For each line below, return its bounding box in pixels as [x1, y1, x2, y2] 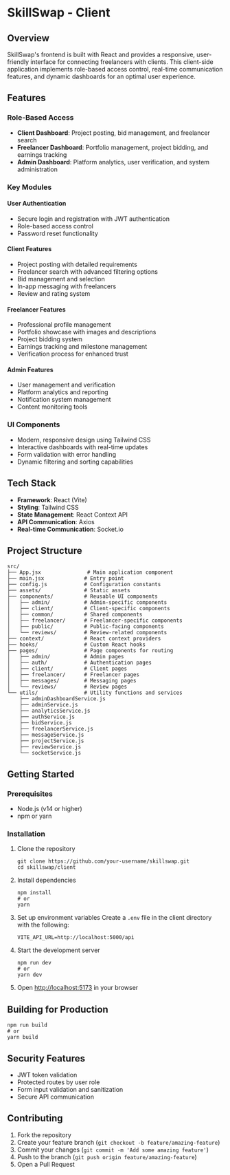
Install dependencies [16, 876, 77, 885]
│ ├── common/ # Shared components [7, 611, 143, 618]
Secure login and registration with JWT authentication [16, 215, 170, 223]
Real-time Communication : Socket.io [16, 525, 124, 533]
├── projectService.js [19, 737, 84, 744]
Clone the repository [16, 845, 76, 853]
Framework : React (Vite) [16, 495, 87, 504]
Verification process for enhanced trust [16, 349, 128, 358]
